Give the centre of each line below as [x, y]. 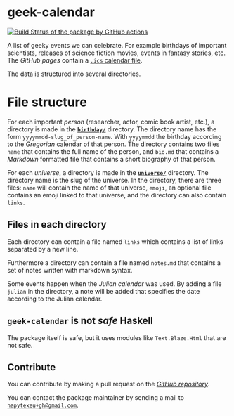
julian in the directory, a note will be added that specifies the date [104, 291]
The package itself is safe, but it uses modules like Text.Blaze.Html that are [117, 337]
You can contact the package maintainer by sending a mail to [96, 398]
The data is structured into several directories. [74, 74]
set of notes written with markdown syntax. [70, 270]
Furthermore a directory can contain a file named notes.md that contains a [114, 262]
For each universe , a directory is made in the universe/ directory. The [108, 172]
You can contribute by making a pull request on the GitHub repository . [109, 384]
